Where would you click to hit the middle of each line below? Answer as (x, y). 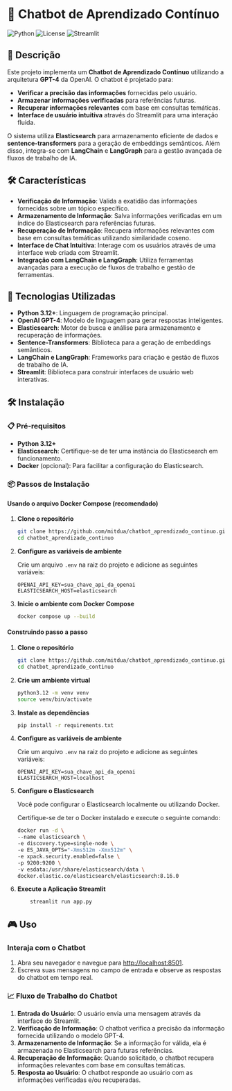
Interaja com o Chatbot (46, 947)
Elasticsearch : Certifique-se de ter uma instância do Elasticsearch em (117, 451)
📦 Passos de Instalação (48, 484)
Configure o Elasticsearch (55, 791)
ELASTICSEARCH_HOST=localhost (61, 778)
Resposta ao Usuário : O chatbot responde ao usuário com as (105, 1073)
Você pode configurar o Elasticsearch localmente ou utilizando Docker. (118, 804)
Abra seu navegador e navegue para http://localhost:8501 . (100, 963)
